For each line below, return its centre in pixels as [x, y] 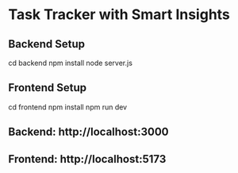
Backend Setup [47, 44]
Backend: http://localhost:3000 [88, 132]
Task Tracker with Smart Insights [119, 15]
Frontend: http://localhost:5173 [87, 159]
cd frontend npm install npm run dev [68, 107]
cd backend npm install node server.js [71, 63]
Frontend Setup [48, 88]
